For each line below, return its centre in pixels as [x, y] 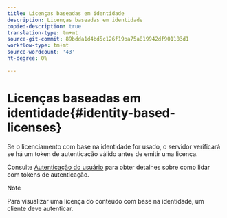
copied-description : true [44, 26]
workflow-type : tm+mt [38, 45]
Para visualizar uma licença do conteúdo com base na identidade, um [106, 201]
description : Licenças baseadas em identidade [75, 20]
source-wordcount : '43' [41, 52]
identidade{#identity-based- [91, 112]
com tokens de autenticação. [48, 174]
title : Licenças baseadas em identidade [66, 13]
